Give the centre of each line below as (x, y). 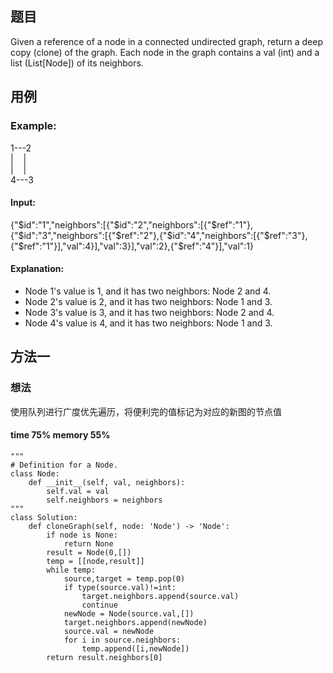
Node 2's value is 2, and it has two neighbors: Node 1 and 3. (148, 301)
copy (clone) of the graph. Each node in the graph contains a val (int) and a (165, 52)
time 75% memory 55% (60, 435)
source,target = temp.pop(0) (124, 578)
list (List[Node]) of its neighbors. (77, 63)
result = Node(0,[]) (89, 552)
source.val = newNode (109, 631)
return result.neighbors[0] (104, 657)
